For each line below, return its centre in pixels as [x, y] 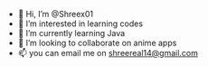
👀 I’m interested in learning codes [80, 24]
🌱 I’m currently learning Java [71, 33]
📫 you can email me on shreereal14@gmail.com [108, 53]
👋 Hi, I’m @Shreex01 [56, 14]
